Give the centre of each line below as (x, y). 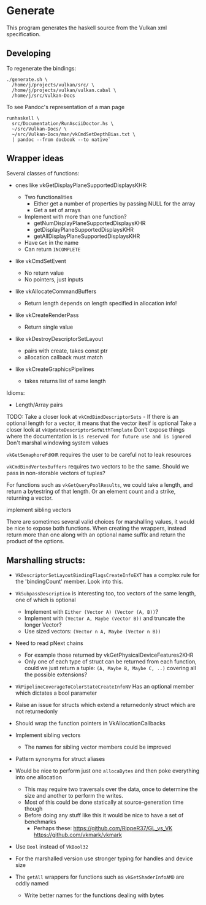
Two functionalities (48, 197)
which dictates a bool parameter (56, 693)
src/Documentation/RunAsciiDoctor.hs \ (63, 123)
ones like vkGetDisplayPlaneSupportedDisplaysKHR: (82, 185)
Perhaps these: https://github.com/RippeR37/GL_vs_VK (103, 828)
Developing (29, 54)
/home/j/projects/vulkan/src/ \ (53, 85)
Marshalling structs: (46, 560)
